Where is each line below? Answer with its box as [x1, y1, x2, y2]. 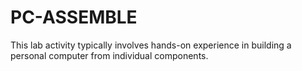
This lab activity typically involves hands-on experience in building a [10, 39, 292, 51]
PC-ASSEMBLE [10, 6, 138, 29]
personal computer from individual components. [10, 49, 209, 61]
